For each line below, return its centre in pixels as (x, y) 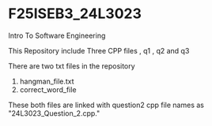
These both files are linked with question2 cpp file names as (106, 105)
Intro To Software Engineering (57, 35)
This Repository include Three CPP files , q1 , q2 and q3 (99, 50)
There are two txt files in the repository (72, 66)
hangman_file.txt (47, 81)
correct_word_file (48, 89)
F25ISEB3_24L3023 (75, 14)
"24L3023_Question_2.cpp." (54, 113)
